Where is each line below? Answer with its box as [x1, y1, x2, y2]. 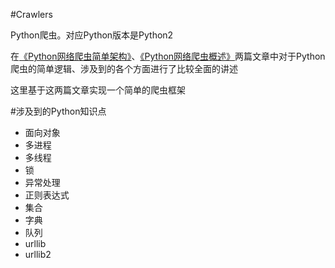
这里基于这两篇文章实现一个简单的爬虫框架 [10, 84, 186, 96]
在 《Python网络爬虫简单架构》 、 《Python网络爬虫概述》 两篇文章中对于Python [10, 50, 326, 62]
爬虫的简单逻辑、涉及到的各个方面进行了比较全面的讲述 [10, 63, 238, 74]
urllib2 [24, 249, 52, 260]
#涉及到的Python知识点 [10, 105, 107, 117]
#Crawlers [10, 9, 53, 20]
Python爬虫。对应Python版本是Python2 [10, 29, 174, 41]
